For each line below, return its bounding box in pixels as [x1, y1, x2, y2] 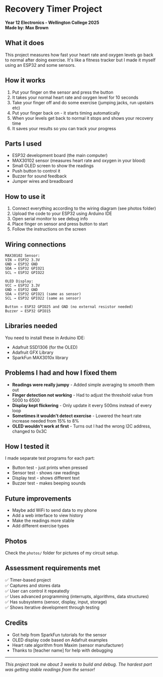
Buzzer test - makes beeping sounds [12, 480, 86, 486]
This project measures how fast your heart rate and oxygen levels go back [5, 52, 154, 58]
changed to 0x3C [12, 428, 47, 434]
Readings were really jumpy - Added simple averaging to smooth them [12, 382, 155, 387]
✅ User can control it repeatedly [5, 588, 69, 594]
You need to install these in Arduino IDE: [5, 335, 85, 341]
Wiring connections [5, 240, 66, 249]
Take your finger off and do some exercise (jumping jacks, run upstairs [12, 99, 154, 105]
